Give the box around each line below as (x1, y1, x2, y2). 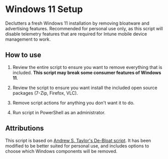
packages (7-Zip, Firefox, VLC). (12, 90, 78, 96)
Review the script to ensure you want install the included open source (12, 85, 158, 91)
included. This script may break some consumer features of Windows (12, 69, 161, 75)
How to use (5, 51, 41, 59)
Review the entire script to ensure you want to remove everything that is (12, 64, 162, 70)
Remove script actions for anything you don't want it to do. (12, 100, 135, 106)
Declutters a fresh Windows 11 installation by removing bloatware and (5, 20, 150, 26)
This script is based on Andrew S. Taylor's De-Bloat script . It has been (5, 137, 151, 143)
